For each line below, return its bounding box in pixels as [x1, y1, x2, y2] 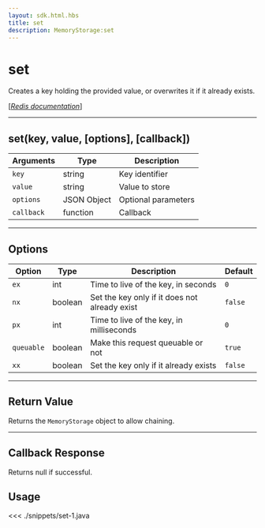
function [62, 207, 95, 218]
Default [224, 265, 253, 276]
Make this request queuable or [90, 337, 203, 348]
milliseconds [90, 324, 136, 335]
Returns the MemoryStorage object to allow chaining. [8, 416, 175, 425]
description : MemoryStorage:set [8, 26, 114, 34]
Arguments [12, 155, 55, 167]
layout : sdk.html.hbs [8, 11, 80, 20]
